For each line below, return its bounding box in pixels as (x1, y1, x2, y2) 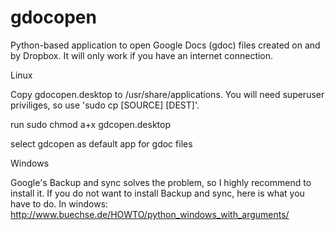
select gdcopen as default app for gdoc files (10, 137, 193, 150)
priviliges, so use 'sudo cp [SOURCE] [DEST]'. (10, 99, 200, 111)
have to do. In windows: (10, 197, 109, 210)
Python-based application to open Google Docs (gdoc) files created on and (10, 39, 321, 51)
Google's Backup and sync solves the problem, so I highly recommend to (10, 176, 312, 188)
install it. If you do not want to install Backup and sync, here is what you (10, 187, 305, 199)
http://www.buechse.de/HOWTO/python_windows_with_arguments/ (10, 208, 290, 220)
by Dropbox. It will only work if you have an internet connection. (10, 49, 274, 61)
